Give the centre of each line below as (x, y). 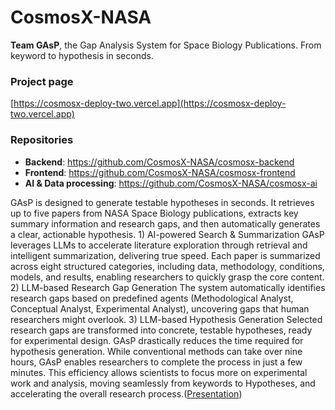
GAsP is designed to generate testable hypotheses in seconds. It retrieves (162, 202)
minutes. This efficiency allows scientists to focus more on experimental (159, 372)
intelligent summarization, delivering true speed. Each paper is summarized (165, 255)
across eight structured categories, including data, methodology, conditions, (167, 266)
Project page (42, 81)
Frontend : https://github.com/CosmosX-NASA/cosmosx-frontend (160, 172)
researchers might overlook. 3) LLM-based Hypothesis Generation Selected (166, 319)
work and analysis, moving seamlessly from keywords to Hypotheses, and (163, 383)
